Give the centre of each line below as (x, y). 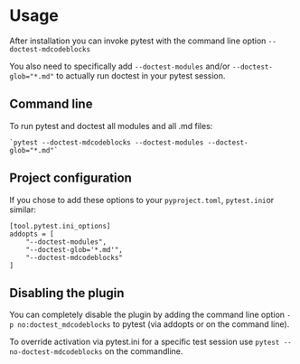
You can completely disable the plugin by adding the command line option (147, 315)
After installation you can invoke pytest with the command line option (138, 41)
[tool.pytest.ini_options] (60, 226)
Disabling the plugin (67, 293)
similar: (23, 210)
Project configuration (71, 178)
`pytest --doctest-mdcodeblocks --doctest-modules (107, 142)
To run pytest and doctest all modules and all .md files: (111, 126)
